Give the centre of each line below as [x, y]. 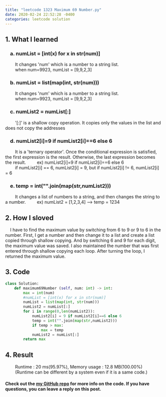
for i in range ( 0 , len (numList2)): [59, 312]
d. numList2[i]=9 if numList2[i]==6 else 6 [61, 141]
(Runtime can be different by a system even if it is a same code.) [81, 372]
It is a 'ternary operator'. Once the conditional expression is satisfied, [86, 152]
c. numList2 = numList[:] [40, 112]
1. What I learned [32, 39]
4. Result [19, 355]
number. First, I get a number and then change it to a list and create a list [80, 235]
